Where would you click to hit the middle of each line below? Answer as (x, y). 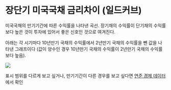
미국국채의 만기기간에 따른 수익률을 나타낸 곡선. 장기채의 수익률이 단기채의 (79, 25)
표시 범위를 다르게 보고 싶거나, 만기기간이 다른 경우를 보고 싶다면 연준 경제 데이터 (86, 76)
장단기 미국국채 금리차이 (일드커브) (74, 10)
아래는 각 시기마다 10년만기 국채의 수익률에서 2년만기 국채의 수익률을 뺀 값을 (81, 42)
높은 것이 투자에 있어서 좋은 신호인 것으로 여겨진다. (65, 32)
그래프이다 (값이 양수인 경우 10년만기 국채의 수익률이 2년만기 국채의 (82, 49)
